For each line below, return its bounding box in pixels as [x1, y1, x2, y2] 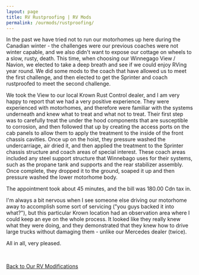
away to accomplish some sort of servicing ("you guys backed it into [6, 203, 174, 210]
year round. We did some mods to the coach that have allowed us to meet [6, 68, 187, 75]
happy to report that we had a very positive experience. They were [6, 98, 169, 105]
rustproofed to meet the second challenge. [6, 80, 111, 87]
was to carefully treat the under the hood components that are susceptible [6, 117, 188, 124]
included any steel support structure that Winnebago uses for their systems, [6, 155, 193, 162]
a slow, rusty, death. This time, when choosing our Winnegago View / [6, 55, 176, 62]
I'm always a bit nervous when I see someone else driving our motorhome [6, 197, 187, 204]
